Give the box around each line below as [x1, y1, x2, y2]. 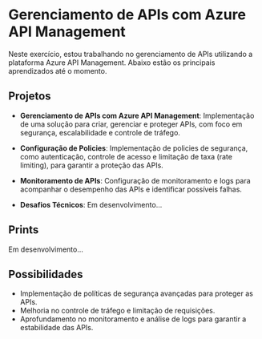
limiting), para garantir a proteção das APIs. [19, 160, 164, 170]
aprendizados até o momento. [8, 66, 107, 75]
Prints [8, 223, 39, 237]
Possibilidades [8, 267, 83, 281]
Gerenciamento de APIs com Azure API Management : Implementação [19, 111, 255, 120]
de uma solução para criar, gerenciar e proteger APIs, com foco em [19, 119, 243, 129]
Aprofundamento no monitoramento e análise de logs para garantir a [19, 314, 247, 324]
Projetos [8, 90, 51, 103]
